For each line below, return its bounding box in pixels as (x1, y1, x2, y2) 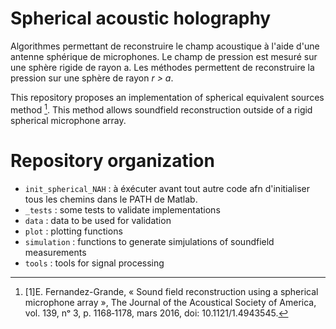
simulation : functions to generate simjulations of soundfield (24, 235, 275, 247)
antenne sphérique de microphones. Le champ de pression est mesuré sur (10, 50, 318, 62)
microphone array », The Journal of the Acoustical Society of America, (24, 296, 317, 308)
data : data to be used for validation (24, 214, 172, 226)
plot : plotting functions (24, 225, 123, 237)
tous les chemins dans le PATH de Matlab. (24, 193, 198, 205)
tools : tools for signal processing (24, 257, 165, 269)
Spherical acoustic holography (10, 7, 272, 30)
